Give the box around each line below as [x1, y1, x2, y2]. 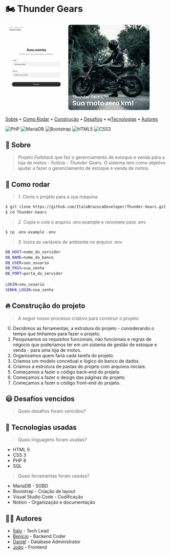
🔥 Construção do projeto [5, 301, 85, 310]
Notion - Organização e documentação [12, 499, 96, 505]
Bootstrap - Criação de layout [12, 488, 75, 494]
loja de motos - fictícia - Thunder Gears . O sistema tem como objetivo [17, 160, 165, 166]
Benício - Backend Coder [12, 533, 66, 540]
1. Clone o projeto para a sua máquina [17, 194, 98, 200]
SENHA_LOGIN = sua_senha [5, 287, 54, 292]
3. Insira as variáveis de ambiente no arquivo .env [17, 239, 123, 245]
